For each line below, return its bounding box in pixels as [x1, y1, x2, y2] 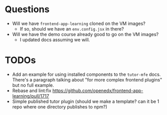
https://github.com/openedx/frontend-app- [52, 88, 144, 94]
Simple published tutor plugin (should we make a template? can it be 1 [12, 98, 159, 104]
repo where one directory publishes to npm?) [12, 103, 108, 110]
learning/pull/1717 [12, 93, 50, 99]
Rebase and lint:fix [12, 88, 52, 94]
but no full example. [12, 82, 54, 88]
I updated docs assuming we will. [19, 37, 90, 43]
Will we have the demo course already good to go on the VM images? [12, 31, 159, 37]
